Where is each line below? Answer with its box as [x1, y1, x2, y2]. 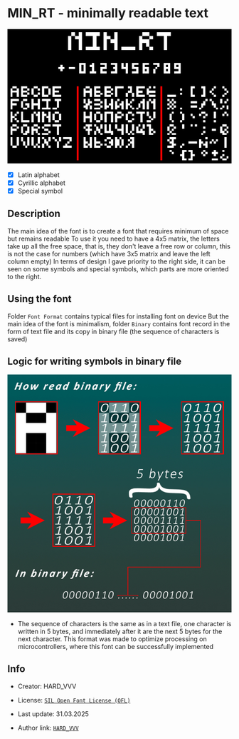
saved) [7, 334, 28, 343]
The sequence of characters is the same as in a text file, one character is [17, 619, 232, 628]
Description [7, 208, 60, 220]
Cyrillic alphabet [17, 179, 66, 187]
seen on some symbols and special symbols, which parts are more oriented [7, 264, 229, 273]
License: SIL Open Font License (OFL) [17, 695, 131, 704]
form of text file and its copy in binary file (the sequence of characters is [7, 327, 220, 336]
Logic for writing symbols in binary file [7, 355, 182, 367]
